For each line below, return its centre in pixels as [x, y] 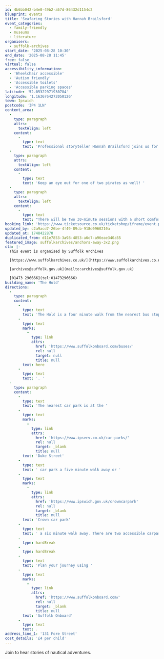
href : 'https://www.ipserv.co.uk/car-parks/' [83, 438]
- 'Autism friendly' [30, 78]
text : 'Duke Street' [43, 456]
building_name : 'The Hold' [32, 283]
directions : [17, 287]
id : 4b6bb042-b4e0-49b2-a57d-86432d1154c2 [49, 10]
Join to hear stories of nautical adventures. [48, 652]
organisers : [17, 42]
